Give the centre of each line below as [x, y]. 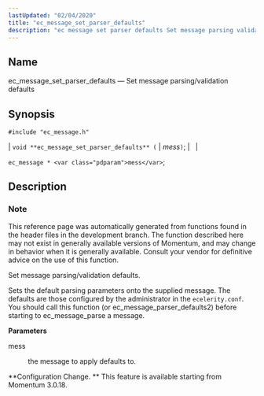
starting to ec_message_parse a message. [77, 315]
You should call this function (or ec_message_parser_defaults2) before [123, 307]
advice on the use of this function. [64, 260]
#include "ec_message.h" [49, 132]
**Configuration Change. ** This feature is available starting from [115, 376]
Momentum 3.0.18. [38, 385]
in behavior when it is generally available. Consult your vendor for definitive [130, 251]
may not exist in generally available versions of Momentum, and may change [132, 243]
